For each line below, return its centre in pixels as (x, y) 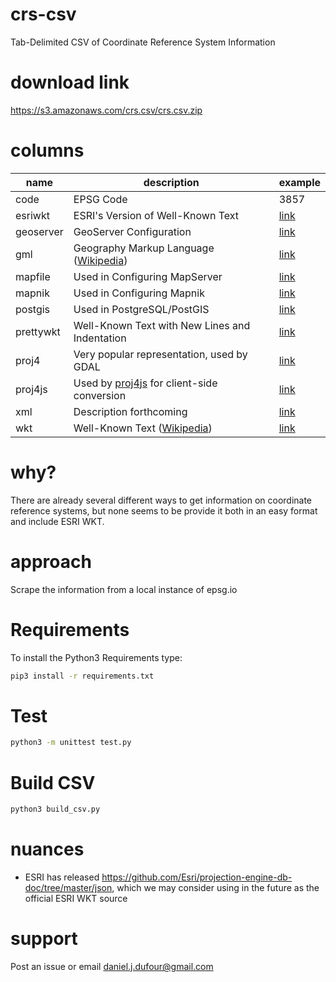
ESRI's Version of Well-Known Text (156, 215)
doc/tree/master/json (68, 888)
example (299, 182)
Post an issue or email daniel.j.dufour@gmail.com (112, 966)
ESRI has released (62, 877)
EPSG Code (100, 199)
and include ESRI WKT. (57, 521)
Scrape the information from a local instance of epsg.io (124, 589)
